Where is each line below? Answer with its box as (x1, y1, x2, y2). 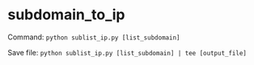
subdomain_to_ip (7, 6, 125, 24)
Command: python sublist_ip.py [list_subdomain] (7, 32, 180, 42)
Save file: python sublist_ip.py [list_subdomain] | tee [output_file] (7, 47, 248, 57)
